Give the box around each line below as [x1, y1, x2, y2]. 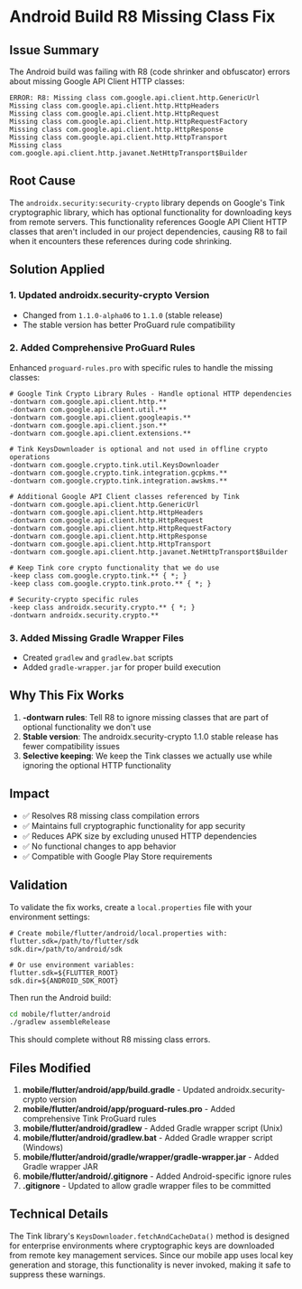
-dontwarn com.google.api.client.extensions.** [9, 428, 192, 438]
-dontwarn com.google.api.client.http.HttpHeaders [9, 508, 204, 517]
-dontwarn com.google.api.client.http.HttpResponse [9, 532, 207, 541]
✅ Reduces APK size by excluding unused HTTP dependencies [22, 830, 257, 842]
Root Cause [9, 174, 77, 189]
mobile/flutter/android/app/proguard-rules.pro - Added [22, 1104, 236, 1115]
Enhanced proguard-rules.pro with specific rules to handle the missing [9, 362, 273, 372]
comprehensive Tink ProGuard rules [22, 1114, 157, 1124]
